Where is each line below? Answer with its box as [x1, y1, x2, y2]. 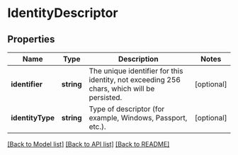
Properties [7, 33, 55, 45]
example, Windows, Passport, [89, 113, 188, 122]
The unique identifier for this [89, 66, 183, 76]
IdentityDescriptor [7, 5, 118, 21]
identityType [11, 113, 55, 122]
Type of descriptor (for [89, 104, 165, 114]
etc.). [89, 122, 106, 132]
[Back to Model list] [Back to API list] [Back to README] [7, 140, 170, 148]
